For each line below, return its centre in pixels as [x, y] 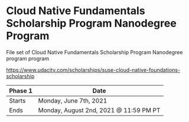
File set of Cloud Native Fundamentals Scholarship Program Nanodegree [94, 52]
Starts [17, 100]
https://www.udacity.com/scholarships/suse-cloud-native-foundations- [93, 70]
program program [27, 58]
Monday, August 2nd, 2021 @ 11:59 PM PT [99, 110]
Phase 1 [21, 91]
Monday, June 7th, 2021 [73, 100]
